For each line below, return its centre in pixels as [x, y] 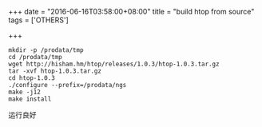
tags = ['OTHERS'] [39, 20]
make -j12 [25, 92]
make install [30, 99]
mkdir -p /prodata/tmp [46, 50]
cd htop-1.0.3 [32, 78]
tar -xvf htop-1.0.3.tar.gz [55, 71]
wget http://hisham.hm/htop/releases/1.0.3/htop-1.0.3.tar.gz [114, 64]
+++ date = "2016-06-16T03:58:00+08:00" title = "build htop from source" [131, 12]
